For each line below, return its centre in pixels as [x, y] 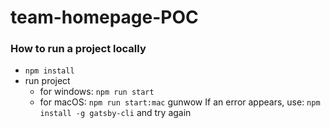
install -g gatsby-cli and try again [115, 113]
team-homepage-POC [104, 17]
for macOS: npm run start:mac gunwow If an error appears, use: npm [180, 102]
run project [47, 81]
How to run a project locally [78, 49]
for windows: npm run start [97, 92]
